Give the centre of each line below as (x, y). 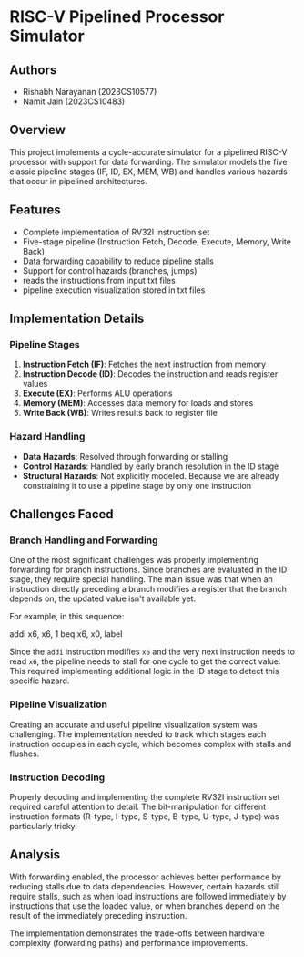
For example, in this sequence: (67, 617)
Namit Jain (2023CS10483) (74, 101)
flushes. (25, 754)
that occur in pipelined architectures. (78, 181)
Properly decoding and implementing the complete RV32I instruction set (145, 796)
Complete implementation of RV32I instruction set (116, 232)
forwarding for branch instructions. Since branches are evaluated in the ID (148, 570)
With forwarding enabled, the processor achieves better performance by (146, 877)
